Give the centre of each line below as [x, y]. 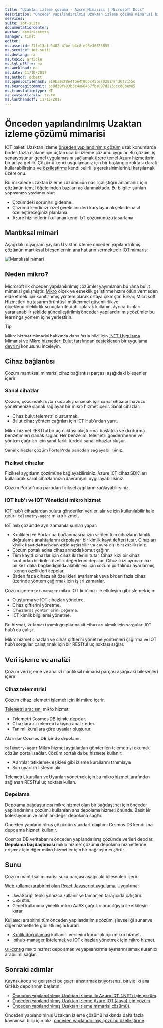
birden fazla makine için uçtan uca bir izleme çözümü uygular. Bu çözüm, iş [80, 153]
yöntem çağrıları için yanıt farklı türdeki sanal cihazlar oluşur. [65, 441]
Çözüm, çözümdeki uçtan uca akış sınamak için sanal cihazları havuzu [75, 401]
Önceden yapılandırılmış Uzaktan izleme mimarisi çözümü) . [71, 1006]
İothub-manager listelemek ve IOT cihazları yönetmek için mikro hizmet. [84, 940]
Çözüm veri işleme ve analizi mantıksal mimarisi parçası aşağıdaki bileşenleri [81, 672]
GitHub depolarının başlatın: [33, 986]
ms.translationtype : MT [29, 91]
